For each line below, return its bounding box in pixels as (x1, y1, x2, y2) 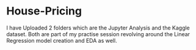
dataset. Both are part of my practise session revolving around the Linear (6, 30, 191, 37)
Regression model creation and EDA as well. (6, 37, 117, 44)
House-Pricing (6, 4, 82, 18)
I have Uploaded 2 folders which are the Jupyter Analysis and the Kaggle (6, 24, 191, 31)
